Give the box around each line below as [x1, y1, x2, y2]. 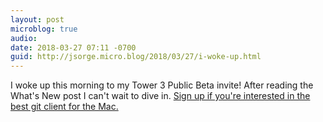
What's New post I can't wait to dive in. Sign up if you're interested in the [10, 90, 311, 102]
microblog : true [10, 24, 78, 34]
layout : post [10, 14, 65, 25]
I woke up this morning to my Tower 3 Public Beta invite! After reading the [10, 79, 314, 91]
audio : [10, 33, 38, 43]
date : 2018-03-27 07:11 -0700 [10, 42, 137, 53]
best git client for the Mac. [10, 101, 119, 113]
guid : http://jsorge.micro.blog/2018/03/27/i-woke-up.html [10, 52, 262, 62]
